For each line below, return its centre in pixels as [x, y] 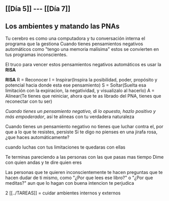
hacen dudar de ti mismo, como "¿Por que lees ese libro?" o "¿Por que [79, 178]
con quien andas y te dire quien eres [44, 162]
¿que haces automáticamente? [37, 137]
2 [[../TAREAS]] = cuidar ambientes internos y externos [63, 193]
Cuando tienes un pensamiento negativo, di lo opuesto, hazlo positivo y [81, 111]
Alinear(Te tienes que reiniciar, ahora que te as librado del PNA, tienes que [83, 96]
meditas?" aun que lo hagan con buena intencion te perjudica [70, 183]
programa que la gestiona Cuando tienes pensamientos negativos [74, 44]
